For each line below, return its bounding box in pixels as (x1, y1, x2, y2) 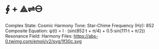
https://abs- (73, 33, 98, 39)
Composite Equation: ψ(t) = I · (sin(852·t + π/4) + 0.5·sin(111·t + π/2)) (5, 28, 146, 34)
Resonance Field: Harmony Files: (5, 33, 73, 39)
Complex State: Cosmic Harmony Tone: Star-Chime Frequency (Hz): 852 (5, 22, 155, 28)
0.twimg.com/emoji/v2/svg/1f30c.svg (5, 38, 82, 44)
